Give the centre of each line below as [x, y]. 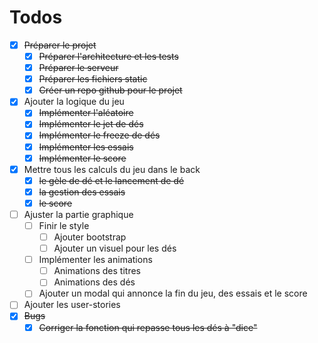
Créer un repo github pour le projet [110, 90]
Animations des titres [97, 271]
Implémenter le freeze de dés [99, 135]
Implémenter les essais [86, 147]
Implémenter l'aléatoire [86, 113]
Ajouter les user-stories [72, 305]
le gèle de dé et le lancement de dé [111, 180]
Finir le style [64, 225]
